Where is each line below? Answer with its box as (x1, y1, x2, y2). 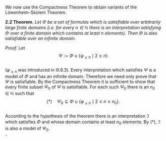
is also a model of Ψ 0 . (5, 125, 50, 133)
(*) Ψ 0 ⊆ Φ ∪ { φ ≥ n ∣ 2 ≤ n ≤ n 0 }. (46, 98, 120, 106)
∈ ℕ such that (5, 91, 34, 96)
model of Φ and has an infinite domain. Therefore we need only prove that (5, 73, 157, 79)
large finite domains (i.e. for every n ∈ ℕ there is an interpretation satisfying (5, 25, 161, 30)
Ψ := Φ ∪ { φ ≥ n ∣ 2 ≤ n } (58, 53, 108, 60)
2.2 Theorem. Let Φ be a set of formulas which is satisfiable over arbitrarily (5, 19, 161, 25)
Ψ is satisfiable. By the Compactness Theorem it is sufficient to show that (5, 79, 155, 85)
